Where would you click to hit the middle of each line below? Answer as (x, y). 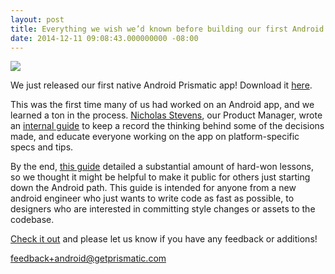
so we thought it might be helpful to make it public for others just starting (160, 177)
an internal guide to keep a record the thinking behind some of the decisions (167, 126)
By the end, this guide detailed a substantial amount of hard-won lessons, (162, 167)
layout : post (37, 19)
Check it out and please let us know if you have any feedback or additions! (164, 239)
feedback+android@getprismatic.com (88, 258)
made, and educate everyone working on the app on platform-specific (155, 137)
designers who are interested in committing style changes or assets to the (163, 209)
